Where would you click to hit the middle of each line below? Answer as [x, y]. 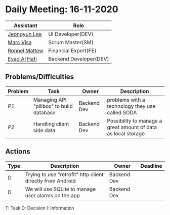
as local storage [126, 133]
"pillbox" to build [53, 106]
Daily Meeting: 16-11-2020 [62, 9]
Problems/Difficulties [40, 77]
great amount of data [132, 127]
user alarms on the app [52, 195]
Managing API [50, 100]
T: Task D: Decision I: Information [40, 208]
